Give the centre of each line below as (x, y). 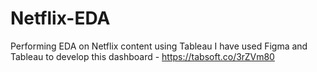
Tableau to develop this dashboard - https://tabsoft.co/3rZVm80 (142, 56)
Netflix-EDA (60, 18)
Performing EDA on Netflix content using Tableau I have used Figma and (159, 46)
